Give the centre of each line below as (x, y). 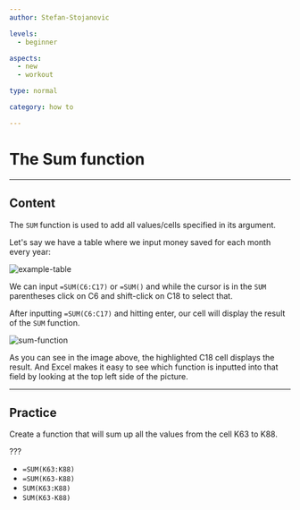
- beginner (37, 42)
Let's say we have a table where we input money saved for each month (140, 242)
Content (33, 204)
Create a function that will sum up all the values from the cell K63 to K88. (144, 434)
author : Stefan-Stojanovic (59, 17)
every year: (30, 251)
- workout (35, 75)
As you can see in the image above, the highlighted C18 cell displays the (142, 357)
